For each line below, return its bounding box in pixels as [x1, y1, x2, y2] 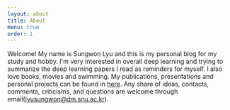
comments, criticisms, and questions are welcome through [7, 87, 178, 96]
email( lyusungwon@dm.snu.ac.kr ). [7, 95, 109, 104]
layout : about [7, 10, 50, 18]
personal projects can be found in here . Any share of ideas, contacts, [7, 79, 209, 89]
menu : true [7, 23, 40, 31]
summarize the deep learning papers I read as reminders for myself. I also [7, 65, 223, 73]
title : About [7, 17, 46, 24]
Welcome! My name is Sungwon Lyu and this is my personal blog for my [7, 50, 217, 58]
